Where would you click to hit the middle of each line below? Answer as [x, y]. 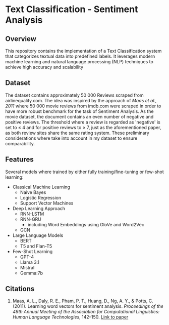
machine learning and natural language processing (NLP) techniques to [79, 62]
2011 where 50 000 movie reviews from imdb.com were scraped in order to [83, 106]
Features [19, 160]
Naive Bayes [33, 192]
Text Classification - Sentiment [72, 9]
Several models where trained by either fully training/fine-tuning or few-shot [84, 172]
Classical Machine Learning [41, 187]
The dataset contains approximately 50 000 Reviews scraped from [74, 95]
